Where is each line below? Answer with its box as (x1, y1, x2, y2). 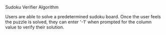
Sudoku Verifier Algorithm (5, 4, 59, 10)
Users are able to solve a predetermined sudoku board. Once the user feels (5, 14, 161, 19)
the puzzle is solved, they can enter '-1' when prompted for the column (5, 19, 152, 25)
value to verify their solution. (5, 24, 64, 30)
